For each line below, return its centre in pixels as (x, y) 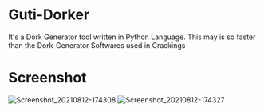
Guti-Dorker (49, 15)
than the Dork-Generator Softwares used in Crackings (97, 45)
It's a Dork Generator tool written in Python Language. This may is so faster (132, 37)
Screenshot (47, 78)
